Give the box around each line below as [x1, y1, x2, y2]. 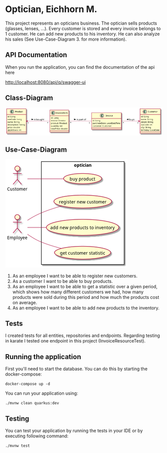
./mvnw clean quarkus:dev [5, 401, 59, 406]
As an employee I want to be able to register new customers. [12, 273, 137, 279]
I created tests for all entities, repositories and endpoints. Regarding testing [5, 332, 160, 338]
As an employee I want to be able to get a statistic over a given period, [12, 283, 157, 289]
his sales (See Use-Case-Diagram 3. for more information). [5, 36, 126, 42]
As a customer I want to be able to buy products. [12, 278, 113, 284]
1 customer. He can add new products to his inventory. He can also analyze [5, 31, 160, 37]
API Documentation [5, 51, 67, 59]
